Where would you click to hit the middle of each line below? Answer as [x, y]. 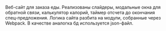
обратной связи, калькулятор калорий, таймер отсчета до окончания [80, 12]
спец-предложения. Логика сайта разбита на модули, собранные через [83, 18]
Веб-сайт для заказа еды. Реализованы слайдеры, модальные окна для [83, 7]
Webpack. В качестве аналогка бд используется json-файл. [69, 23]
